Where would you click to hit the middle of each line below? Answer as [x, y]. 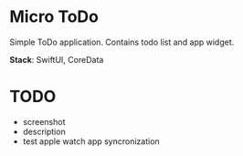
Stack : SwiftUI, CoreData [57, 59]
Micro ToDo [54, 17]
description [44, 131]
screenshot [44, 121]
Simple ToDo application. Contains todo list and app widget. [122, 42]
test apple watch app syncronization [91, 141]
